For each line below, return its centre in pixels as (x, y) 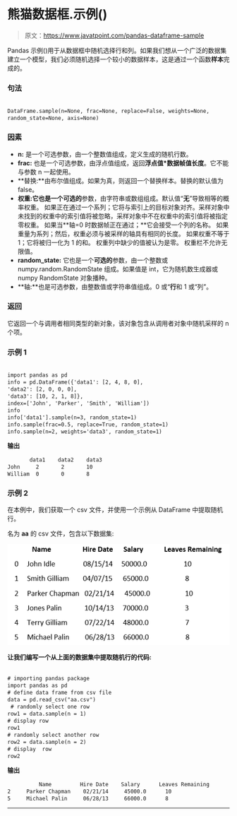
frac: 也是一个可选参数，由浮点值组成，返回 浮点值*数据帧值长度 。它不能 (123, 162)
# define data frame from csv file (60, 692)
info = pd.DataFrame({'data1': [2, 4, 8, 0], (75, 382)
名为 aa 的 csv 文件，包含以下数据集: (61, 533)
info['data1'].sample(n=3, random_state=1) (72, 418)
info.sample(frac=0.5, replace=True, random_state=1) (88, 425)
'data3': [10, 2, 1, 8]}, (45, 396)
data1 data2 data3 (66, 460)
